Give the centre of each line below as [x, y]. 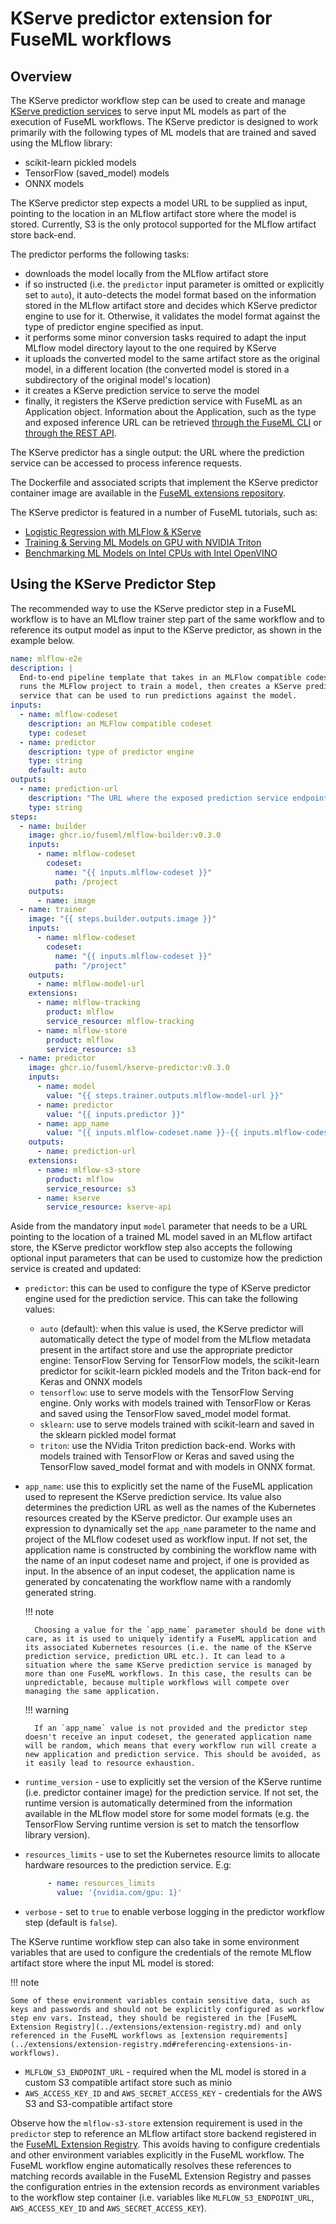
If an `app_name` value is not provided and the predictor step [171, 1728]
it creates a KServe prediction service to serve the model [142, 390]
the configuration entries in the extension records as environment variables [165, 2187]
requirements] [258, 2036]
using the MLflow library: [61, 143]
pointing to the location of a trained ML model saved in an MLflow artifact [161, 1237]
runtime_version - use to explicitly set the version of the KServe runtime [173, 1782]
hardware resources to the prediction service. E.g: [128, 1865]
